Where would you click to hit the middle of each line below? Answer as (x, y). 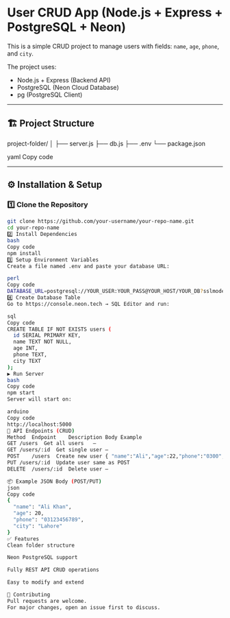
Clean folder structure (41, 545)
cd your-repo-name (33, 228)
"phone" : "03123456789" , (49, 520)
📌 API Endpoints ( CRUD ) (41, 431)
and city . (21, 54)
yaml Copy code (30, 156)
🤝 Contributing (29, 595)
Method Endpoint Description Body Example (75, 437)
